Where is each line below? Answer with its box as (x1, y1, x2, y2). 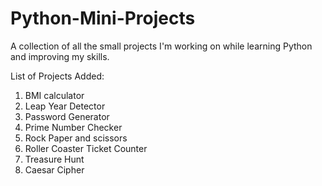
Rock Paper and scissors (24, 132, 128, 144)
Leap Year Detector (24, 100, 106, 112)
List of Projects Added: (10, 70, 105, 82)
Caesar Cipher (24, 163, 85, 176)
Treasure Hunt (24, 153, 85, 165)
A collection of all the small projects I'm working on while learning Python (10, 40, 313, 52)
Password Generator (24, 110, 110, 122)
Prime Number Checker (24, 121, 123, 133)
